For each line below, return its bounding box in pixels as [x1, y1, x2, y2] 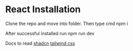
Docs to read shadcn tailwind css [5, 40, 75, 46]
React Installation [5, 4, 81, 15]
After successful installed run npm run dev [5, 30, 95, 36]
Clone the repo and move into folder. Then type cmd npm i [5, 20, 128, 27]
